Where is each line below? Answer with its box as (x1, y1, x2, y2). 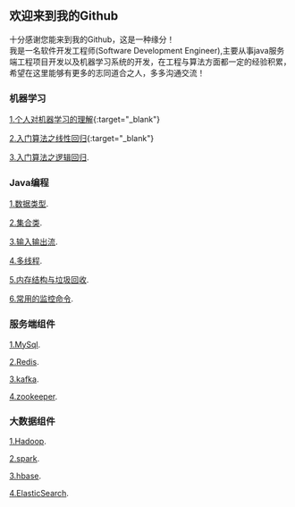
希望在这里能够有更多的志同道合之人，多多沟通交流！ (9, 67, 206, 78)
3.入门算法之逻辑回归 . (9, 152, 89, 163)
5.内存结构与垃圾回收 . (9, 275, 89, 285)
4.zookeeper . (9, 391, 58, 401)
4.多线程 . (9, 256, 43, 266)
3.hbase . (9, 470, 42, 481)
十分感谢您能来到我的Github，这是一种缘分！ (9, 34, 175, 45)
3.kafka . (9, 374, 39, 384)
